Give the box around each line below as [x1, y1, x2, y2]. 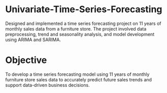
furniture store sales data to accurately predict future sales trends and [5, 76, 152, 82]
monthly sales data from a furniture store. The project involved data [5, 25, 147, 32]
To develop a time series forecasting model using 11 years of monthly [5, 71, 150, 77]
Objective [5, 54, 47, 66]
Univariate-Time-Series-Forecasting [5, 4, 162, 15]
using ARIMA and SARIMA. [5, 37, 61, 43]
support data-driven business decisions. [5, 82, 90, 88]
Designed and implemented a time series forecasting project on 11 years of [5, 20, 161, 26]
